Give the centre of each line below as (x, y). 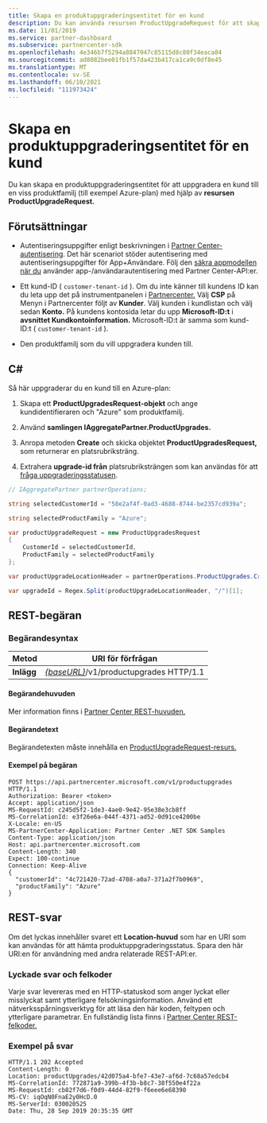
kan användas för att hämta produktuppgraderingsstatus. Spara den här (126, 945)
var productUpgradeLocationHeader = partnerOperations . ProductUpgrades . (131, 576)
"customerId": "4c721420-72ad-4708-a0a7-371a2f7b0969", (110, 879)
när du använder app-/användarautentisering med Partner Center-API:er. (139, 271)
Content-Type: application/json (62, 838)
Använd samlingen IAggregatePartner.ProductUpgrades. (115, 427)
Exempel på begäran (43, 765)
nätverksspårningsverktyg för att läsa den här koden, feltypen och (117, 1009)
